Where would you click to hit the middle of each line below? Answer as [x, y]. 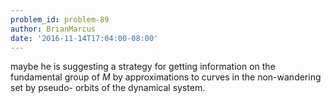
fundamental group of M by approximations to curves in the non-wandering [166, 77]
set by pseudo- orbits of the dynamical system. [108, 88]
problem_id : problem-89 [60, 19]
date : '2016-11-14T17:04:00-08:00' [84, 38]
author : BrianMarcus [53, 29]
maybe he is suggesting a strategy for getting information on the [143, 67]
